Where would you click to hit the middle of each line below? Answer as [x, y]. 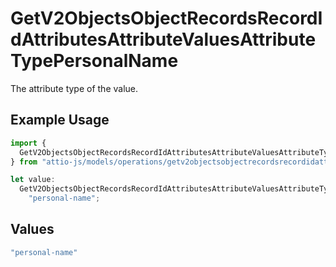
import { [28, 143]
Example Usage [60, 120]
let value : [33, 180]
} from [24, 162]
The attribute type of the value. [74, 88]
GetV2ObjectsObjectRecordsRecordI [166, 18]
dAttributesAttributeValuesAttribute [163, 39]
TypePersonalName [94, 61]
